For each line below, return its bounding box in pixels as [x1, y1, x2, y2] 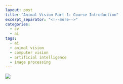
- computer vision [10, 50, 49, 55]
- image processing [10, 60, 51, 65]
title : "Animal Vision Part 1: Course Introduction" [5, 12, 119, 17]
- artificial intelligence [10, 54, 67, 60]
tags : [5, 36, 17, 41]
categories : [5, 21, 30, 27]
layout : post [5, 7, 33, 13]
